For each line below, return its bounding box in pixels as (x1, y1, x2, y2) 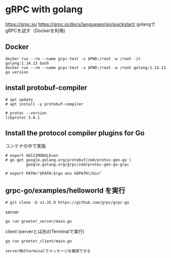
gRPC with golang (5, 4, 83, 15)
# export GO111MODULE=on (5, 153, 58, 158)
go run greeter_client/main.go (5, 239, 72, 244)
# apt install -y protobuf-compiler (5, 101, 83, 107)
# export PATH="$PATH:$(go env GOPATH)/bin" (5, 171, 102, 176)
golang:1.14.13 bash (5, 60, 50, 66)
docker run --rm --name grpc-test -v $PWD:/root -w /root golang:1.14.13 (5, 65, 166, 70)
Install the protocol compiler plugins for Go (5, 129, 145, 137)
